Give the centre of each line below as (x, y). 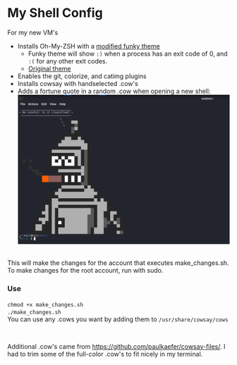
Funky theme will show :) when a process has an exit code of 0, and (128, 54)
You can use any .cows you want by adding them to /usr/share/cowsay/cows (118, 319)
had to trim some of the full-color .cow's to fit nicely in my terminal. (105, 354)
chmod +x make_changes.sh (45, 304)
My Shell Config (55, 13)
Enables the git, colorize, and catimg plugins (82, 76)
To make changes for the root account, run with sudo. (85, 271)
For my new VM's (33, 32)
